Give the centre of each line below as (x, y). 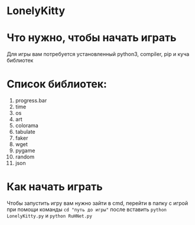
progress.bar (31, 101)
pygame (25, 151)
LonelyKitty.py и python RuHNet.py (49, 216)
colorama (27, 125)
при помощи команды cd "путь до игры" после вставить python (87, 209)
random (25, 157)
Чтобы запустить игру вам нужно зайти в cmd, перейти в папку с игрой (97, 203)
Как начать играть (55, 187)
